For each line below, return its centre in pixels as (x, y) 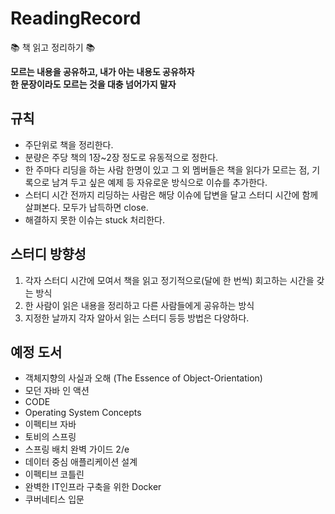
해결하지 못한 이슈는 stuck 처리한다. (94, 219)
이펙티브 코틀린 (54, 474)
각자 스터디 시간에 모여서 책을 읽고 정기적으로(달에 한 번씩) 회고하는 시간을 (169, 280)
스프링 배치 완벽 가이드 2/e (77, 449)
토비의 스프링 (50, 437)
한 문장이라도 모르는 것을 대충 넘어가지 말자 (93, 84)
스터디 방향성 (48, 254)
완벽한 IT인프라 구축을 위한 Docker (93, 487)
